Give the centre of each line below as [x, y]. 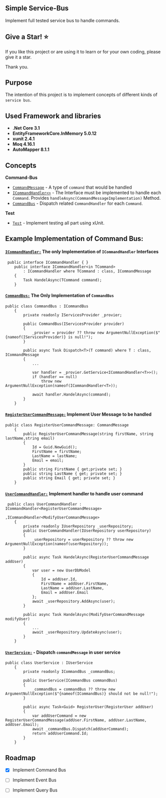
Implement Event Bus [34, 780]
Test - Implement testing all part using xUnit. [58, 223]
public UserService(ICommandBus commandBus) [70, 680]
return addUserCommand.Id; [60, 733]
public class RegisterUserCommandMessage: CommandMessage [67, 425]
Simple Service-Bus [37, 8]
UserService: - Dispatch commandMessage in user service [63, 652]
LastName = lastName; [55, 456]
